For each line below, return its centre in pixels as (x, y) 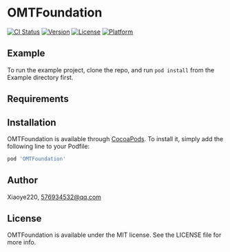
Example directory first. (40, 77)
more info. (22, 242)
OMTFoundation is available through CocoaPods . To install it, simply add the (115, 138)
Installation (32, 122)
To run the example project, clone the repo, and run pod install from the (111, 70)
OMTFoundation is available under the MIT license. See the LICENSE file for (114, 235)
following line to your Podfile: (49, 146)
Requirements (38, 99)
